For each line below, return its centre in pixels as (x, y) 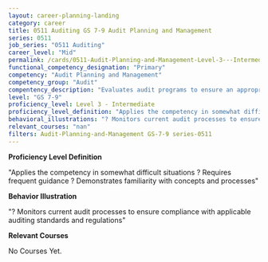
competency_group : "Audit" (53, 82)
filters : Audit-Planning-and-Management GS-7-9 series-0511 (110, 134)
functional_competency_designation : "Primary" (87, 68)
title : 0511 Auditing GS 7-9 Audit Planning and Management (110, 30)
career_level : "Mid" (43, 53)
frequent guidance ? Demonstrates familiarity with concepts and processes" (134, 181)
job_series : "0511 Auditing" (57, 45)
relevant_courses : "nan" (49, 127)
